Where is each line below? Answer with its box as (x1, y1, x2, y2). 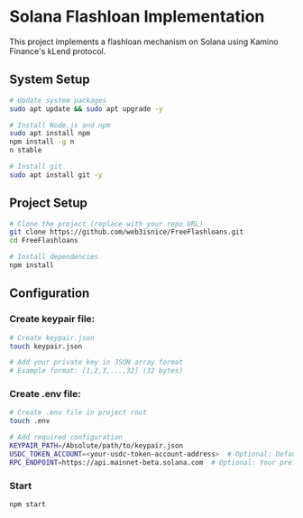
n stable (9, 146, 42, 155)
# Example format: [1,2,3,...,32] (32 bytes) (9, 366, 183, 375)
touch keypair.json (9, 341, 83, 351)
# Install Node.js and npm (9, 120, 111, 130)
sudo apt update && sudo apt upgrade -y (9, 104, 164, 114)
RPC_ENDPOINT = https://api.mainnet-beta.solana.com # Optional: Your (9, 458, 277, 467)
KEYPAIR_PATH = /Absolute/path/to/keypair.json (9, 441, 183, 450)
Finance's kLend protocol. (9, 45, 106, 56)
